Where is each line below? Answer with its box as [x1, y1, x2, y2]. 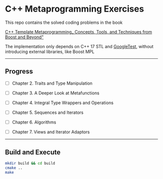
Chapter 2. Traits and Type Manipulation [12, 80, 93, 86]
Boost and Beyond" [5, 34, 44, 40]
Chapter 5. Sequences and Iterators [12, 109, 84, 115]
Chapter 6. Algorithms [12, 119, 57, 125]
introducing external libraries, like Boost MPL [5, 49, 95, 54]
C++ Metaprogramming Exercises [5, 3, 144, 15]
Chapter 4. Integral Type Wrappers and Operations [12, 100, 114, 106]
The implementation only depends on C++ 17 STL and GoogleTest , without [5, 43, 154, 49]
